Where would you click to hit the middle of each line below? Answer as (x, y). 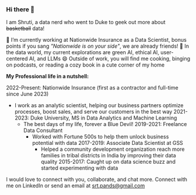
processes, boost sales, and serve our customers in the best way (93, 112)
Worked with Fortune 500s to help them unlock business (100, 137)
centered (17, 59)
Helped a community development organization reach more (113, 149)
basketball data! (26, 28)
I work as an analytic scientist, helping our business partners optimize (99, 105)
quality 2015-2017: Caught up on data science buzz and (108, 162)
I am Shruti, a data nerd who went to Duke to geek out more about (86, 22)
